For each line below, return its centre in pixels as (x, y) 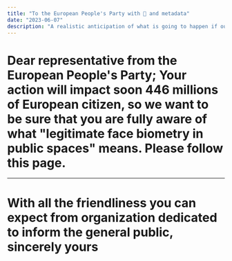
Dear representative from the (92, 60)
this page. (37, 163)
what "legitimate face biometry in (105, 133)
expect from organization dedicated (112, 217)
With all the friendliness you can (102, 203)
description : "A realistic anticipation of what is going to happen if (112, 26)
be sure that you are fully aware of (107, 119)
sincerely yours (53, 247)
